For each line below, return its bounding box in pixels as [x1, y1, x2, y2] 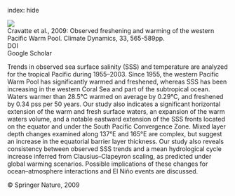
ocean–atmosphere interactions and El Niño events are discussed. [7, 167, 199, 175]
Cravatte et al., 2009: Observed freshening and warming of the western [7, 27, 215, 34]
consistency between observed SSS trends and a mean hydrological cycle [7, 145, 222, 153]
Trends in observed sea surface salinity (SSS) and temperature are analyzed [7, 63, 228, 71]
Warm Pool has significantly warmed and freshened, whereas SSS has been [7, 77, 227, 86]
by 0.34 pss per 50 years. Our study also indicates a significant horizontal [7, 100, 221, 108]
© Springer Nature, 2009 [7, 181, 80, 189]
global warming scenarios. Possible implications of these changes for [7, 159, 208, 168]
